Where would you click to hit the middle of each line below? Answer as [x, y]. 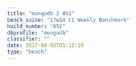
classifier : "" [29, 39]
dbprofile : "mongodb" [38, 33]
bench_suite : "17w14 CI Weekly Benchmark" [68, 20]
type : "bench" [27, 52]
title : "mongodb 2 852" [41, 13]
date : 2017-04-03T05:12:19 [45, 45]
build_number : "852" [37, 26]
